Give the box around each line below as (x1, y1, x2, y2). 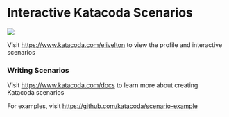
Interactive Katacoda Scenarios (7, 5, 193, 21)
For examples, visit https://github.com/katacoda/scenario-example (7, 102, 198, 110)
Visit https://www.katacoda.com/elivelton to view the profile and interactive (7, 40, 223, 49)
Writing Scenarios (7, 65, 69, 75)
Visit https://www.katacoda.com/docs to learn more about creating (7, 81, 198, 89)
